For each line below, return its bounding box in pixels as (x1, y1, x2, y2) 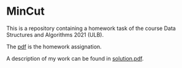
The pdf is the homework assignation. (6, 43, 102, 50)
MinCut (6, 4, 45, 18)
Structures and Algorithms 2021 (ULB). (6, 31, 104, 38)
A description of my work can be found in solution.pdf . (6, 55, 144, 62)
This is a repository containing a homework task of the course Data (6, 25, 176, 32)
